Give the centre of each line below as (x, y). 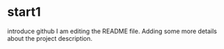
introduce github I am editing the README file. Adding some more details (112, 31)
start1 (24, 12)
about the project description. (50, 38)
